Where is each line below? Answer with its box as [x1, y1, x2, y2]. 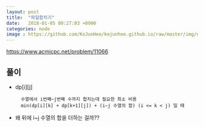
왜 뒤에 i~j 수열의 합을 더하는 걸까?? [15, 114, 100, 121]
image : [6, 31, 26, 37]
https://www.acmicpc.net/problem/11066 [6, 48, 109, 55]
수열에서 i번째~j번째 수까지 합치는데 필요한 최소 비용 [21, 96, 137, 102]
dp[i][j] [15, 83, 33, 91]
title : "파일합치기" [6, 15, 55, 21]
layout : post [6, 8, 39, 15]
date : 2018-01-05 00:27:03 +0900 [6, 20, 97, 26]
